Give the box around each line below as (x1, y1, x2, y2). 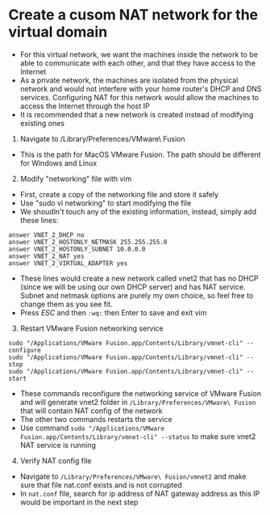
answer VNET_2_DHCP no (8, 230, 85, 239)
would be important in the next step (19, 497, 139, 507)
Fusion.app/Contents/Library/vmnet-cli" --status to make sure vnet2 (19, 431, 256, 441)
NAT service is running (19, 440, 97, 450)
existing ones (19, 118, 65, 128)
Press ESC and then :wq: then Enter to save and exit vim (19, 307, 207, 317)
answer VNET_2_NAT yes (8, 252, 85, 260)
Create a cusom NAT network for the (8, 6, 259, 24)
